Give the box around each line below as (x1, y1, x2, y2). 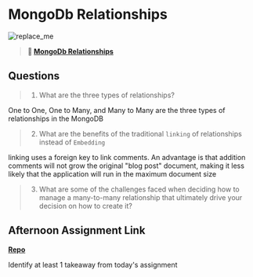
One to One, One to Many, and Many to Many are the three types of (8, 105, 226, 115)
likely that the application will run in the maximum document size (8, 169, 217, 178)
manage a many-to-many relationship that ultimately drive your (38, 192, 243, 202)
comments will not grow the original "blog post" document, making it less (8, 161, 245, 170)
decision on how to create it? (38, 201, 133, 210)
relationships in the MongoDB (8, 114, 104, 123)
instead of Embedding (38, 137, 106, 147)
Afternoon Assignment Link (8, 224, 146, 237)
